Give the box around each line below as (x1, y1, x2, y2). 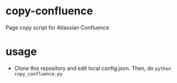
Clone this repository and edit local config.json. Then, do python (14, 64, 172, 72)
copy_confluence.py (14, 70, 63, 77)
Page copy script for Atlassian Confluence (5, 24, 110, 31)
